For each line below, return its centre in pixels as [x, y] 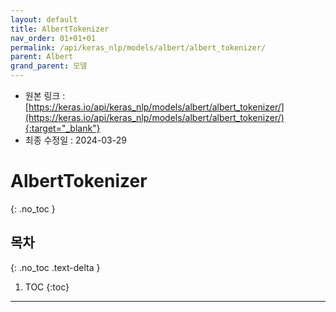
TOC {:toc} [47, 287]
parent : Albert [42, 57]
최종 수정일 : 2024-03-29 [75, 140]
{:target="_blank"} [62, 128]
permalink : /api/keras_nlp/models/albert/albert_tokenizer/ [138, 47]
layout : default [44, 19]
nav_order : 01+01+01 [53, 38]
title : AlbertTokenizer [60, 29]
